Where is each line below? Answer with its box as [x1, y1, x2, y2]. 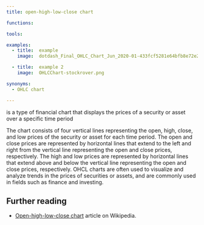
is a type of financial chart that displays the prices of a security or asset [6, 108, 186, 116]
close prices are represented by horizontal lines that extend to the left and [6, 139, 191, 147]
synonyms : [6, 80, 32, 87]
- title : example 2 [12, 64, 64, 71]
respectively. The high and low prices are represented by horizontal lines [6, 153, 189, 160]
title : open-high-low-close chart [6, 9, 94, 15]
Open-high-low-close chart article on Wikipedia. [15, 212, 137, 220]
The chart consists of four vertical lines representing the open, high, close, [6, 126, 193, 134]
